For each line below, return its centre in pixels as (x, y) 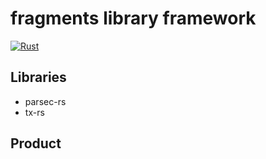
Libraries (38, 77)
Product (36, 143)
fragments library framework (133, 18)
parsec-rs (45, 101)
